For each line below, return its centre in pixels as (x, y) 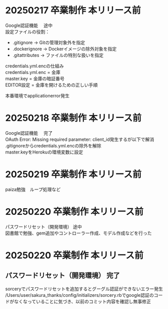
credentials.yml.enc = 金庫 (33, 72)
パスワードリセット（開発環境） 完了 (62, 276)
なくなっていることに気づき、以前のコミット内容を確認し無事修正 (82, 301)
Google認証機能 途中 (29, 25)
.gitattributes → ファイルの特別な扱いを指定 (58, 55)
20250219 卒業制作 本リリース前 (73, 175)
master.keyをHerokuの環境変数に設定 (44, 152)
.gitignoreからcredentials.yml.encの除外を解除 (53, 145)
